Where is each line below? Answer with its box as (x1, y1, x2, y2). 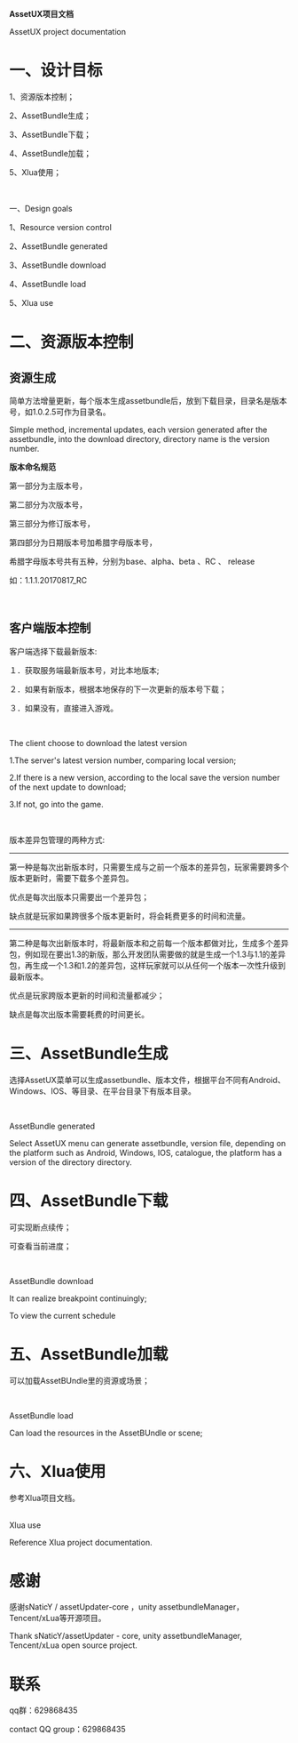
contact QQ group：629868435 (9, 1724, 126, 1735)
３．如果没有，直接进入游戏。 (9, 703, 118, 713)
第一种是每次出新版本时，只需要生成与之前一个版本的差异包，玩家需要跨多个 (9, 862, 289, 872)
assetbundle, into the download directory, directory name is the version (9, 433, 271, 444)
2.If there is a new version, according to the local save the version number (9, 772, 280, 783)
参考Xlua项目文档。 (9, 1492, 81, 1503)
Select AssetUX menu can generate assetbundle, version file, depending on (9, 1137, 286, 1148)
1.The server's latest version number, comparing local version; (9, 755, 237, 766)
